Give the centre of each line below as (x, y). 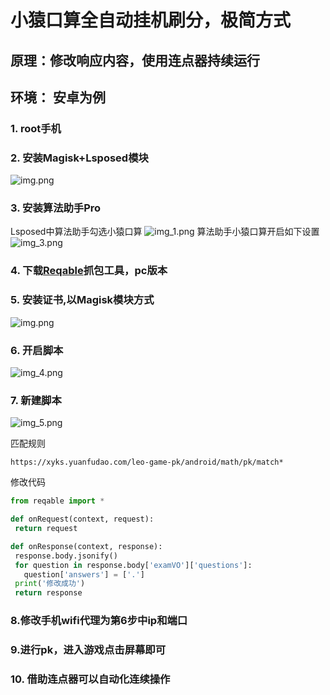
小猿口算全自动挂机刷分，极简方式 (151, 20)
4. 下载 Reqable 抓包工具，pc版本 (89, 271)
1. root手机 (36, 128)
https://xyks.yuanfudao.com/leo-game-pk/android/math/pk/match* (147, 462)
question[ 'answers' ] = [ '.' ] (84, 574)
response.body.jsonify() (66, 556)
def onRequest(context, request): (82, 519)
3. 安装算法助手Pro (56, 208)
